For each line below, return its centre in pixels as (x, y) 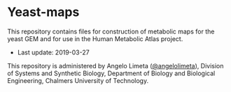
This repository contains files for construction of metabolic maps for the (111, 31)
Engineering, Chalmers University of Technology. (78, 80)
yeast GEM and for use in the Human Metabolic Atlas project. (95, 38)
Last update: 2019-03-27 (53, 52)
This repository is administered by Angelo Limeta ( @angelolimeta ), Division (115, 66)
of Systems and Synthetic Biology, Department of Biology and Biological (111, 73)
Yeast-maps (43, 12)
